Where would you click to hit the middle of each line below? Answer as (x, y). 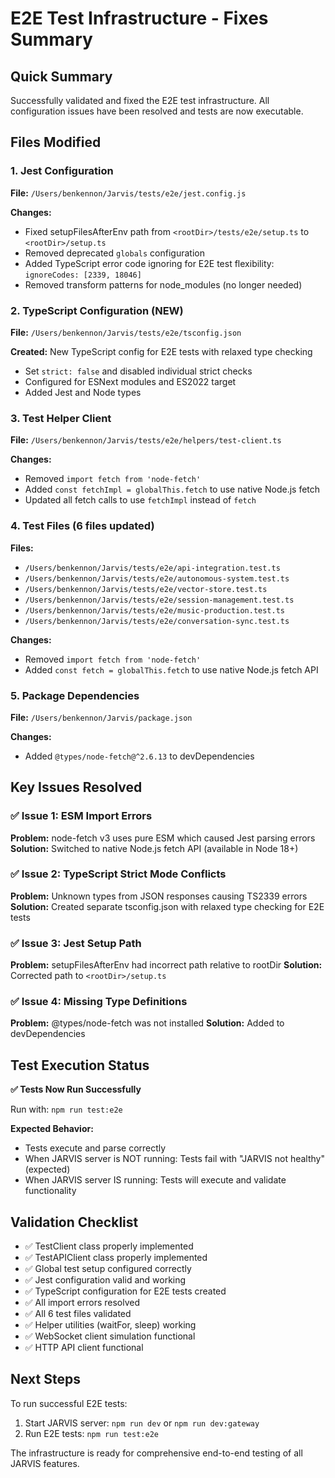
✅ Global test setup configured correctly (108, 1269)
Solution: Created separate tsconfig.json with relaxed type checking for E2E (167, 906)
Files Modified (56, 142)
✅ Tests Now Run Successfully (76, 1089)
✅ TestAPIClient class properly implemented (116, 1258)
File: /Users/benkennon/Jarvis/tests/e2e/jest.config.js (128, 193)
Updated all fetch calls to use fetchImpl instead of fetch (140, 500)
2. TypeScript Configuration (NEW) (97, 310)
